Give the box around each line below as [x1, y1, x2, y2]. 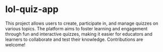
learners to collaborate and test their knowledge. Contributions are [5, 36, 143, 42]
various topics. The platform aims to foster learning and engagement [5, 25, 147, 31]
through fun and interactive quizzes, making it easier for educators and [5, 31, 152, 37]
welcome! [5, 41, 26, 47]
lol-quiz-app [5, 4, 59, 15]
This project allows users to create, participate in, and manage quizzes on [5, 20, 158, 26]
